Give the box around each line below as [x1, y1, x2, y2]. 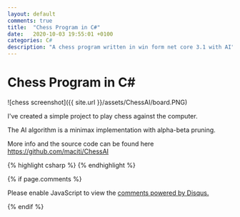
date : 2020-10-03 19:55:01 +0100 [7, 30, 114, 38]
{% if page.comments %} [7, 174, 82, 183]
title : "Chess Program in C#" [7, 24, 101, 31]
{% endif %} [7, 202, 44, 211]
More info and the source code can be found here [7, 139, 154, 148]
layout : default [7, 10, 56, 18]
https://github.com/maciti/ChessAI [7, 147, 109, 156]
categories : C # [7, 37, 53, 44]
